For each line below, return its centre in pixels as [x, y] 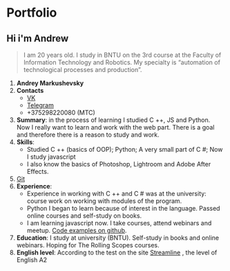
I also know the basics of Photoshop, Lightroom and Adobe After [119, 164]
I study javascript [51, 157]
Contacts [30, 90]
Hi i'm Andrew [38, 38]
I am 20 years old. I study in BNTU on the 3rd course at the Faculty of [122, 55]
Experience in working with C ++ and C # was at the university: [116, 193]
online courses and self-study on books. [84, 216]
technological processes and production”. [83, 70]
